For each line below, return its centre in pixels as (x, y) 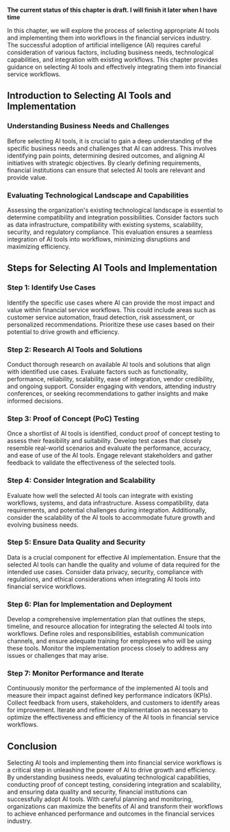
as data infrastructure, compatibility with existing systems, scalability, (105, 224)
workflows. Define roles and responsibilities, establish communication (105, 634)
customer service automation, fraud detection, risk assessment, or (101, 317)
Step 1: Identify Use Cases (51, 287)
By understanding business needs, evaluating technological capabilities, (109, 777)
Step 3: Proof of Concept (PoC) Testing (73, 418)
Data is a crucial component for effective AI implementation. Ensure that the (114, 557)
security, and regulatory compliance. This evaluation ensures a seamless (110, 232)
